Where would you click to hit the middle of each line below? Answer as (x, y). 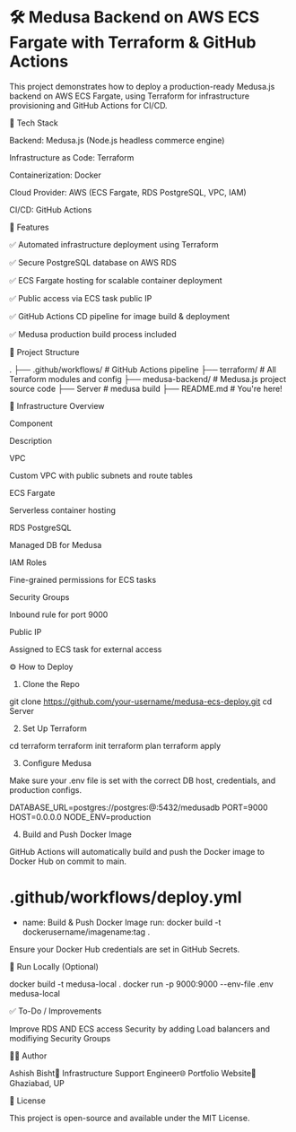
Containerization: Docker (55, 175)
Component (31, 423)
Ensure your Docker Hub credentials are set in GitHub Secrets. (125, 949)
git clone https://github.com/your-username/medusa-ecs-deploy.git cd (141, 701)
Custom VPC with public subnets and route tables (101, 475)
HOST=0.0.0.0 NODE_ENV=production (80, 816)
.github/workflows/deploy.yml (126, 897)
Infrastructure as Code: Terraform (72, 157)
